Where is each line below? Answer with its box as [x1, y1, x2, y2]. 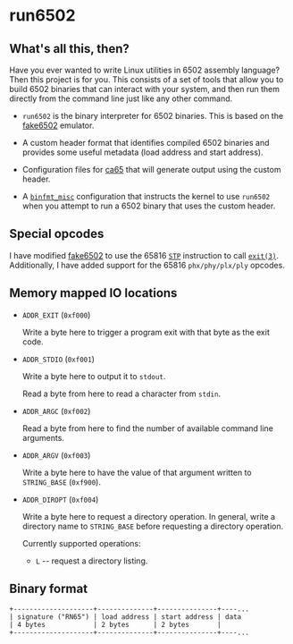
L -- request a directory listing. [35, 555, 148, 566]
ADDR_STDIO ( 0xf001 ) [21, 353, 96, 364]
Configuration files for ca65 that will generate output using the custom [21, 165, 281, 174]
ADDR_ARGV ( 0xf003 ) [21, 449, 91, 461]
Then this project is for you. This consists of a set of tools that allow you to [9, 74, 284, 85]
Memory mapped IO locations [9, 285, 178, 301]
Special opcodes [9, 226, 105, 241]
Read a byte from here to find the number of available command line [21, 422, 274, 434]
